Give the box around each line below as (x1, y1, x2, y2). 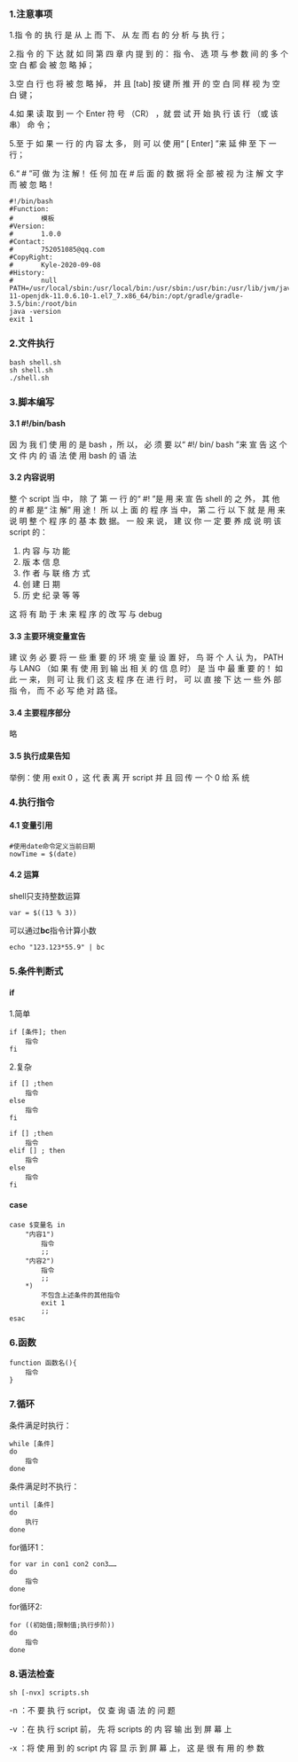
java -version (9, 308, 62, 317)
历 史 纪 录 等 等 (21, 590, 81, 600)
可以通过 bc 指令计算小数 (9, 925, 98, 936)
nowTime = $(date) (9, 850, 77, 858)
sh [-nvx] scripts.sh (9, 1688, 90, 1697)
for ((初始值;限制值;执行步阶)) (9, 1620, 115, 1629)
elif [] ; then (9, 1146, 66, 1155)
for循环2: (9, 1601, 43, 1611)
